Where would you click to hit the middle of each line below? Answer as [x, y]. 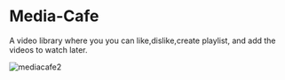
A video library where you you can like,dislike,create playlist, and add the [143, 40]
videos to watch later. [48, 49]
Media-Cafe [54, 16]
